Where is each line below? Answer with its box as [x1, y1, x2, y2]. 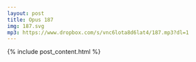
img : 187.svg [7, 22, 45, 29]
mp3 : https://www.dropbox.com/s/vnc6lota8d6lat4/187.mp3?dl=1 [7, 29, 189, 36]
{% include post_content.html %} [7, 48, 101, 56]
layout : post [7, 10, 45, 17]
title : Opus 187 [7, 16, 54, 23]
